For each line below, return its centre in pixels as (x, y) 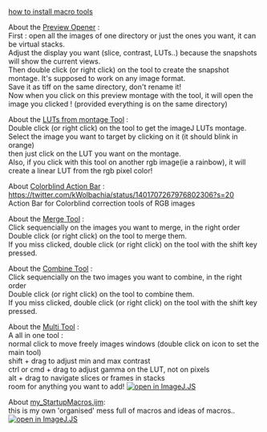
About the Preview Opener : (54, 27)
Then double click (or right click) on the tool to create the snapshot (119, 70)
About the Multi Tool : (44, 327)
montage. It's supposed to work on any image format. (97, 78)
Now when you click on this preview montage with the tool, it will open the (131, 95)
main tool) (25, 352)
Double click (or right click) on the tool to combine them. (101, 294)
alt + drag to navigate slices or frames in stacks (87, 378)
